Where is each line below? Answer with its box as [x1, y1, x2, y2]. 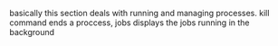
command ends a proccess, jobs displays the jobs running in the [9, 17, 250, 28]
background [9, 27, 55, 37]
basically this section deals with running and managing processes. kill [9, 8, 270, 18]
